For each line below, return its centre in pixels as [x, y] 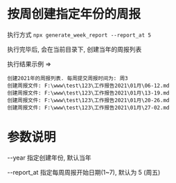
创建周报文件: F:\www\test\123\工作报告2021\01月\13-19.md [88, 93]
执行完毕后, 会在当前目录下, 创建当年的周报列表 [74, 49]
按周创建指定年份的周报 [74, 14]
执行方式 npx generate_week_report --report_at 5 [79, 35]
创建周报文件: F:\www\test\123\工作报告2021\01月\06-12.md [88, 86]
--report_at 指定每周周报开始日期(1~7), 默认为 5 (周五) [84, 172]
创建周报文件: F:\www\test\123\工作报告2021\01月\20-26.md [88, 100]
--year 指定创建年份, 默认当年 [49, 157]
